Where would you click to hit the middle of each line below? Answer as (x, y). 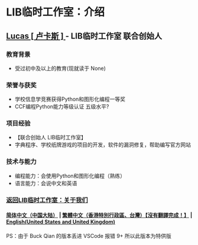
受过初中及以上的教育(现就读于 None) (60, 68)
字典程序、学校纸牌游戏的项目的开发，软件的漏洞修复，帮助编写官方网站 (103, 145)
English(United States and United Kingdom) (61, 222)
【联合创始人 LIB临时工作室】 (51, 138)
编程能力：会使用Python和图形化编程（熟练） (70, 176)
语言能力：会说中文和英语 (46, 183)
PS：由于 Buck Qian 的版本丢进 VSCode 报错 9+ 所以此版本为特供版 (89, 236)
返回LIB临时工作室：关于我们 (47, 200)
